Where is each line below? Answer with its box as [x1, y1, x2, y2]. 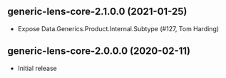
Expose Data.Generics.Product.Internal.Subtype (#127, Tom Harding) [17, 24, 220, 33]
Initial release [17, 64, 57, 72]
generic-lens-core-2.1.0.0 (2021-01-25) [7, 6, 188, 18]
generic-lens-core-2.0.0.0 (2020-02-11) [7, 45, 191, 57]
